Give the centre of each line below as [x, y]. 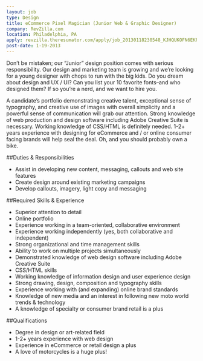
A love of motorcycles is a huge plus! [61, 351]
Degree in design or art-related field [60, 332]
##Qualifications [27, 320]
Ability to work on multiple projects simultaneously [78, 251]
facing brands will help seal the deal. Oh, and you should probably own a [97, 139]
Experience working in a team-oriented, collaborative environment [97, 224]
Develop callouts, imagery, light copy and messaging [81, 188]
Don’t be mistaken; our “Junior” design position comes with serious [90, 63]
